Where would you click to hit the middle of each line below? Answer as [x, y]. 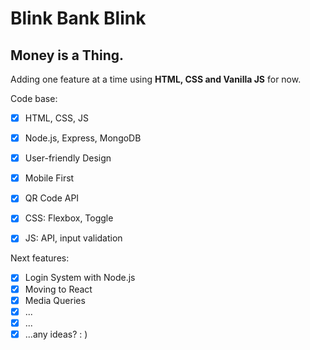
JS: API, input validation [73, 238]
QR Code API [52, 198]
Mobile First [49, 178]
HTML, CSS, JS [56, 118]
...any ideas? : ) [56, 334]
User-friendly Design [68, 158]
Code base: [34, 98]
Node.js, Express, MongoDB [83, 138]
